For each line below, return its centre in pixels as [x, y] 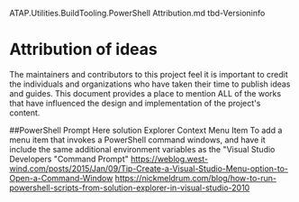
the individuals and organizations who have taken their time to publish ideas [150, 84]
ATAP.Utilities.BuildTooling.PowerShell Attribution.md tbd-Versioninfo [137, 13]
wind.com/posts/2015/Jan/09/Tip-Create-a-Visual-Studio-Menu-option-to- [149, 168]
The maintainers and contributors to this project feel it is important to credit [149, 74]
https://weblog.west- [169, 159]
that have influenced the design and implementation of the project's [135, 103]
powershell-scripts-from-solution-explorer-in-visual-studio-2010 [130, 188]
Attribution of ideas [83, 50]
